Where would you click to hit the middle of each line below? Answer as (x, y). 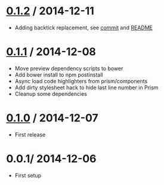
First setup (28, 175)
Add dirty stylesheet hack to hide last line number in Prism (86, 87)
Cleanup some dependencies (51, 93)
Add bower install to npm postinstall (59, 75)
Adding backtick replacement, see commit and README (84, 28)
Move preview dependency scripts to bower (69, 68)
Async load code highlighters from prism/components (81, 81)
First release (30, 134)
